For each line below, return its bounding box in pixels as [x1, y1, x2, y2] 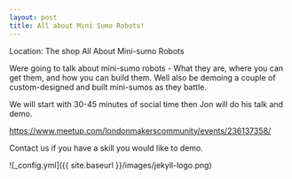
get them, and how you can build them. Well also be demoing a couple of [9, 72, 277, 82]
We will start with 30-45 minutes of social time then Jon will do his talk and [9, 98, 284, 109]
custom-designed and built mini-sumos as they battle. [9, 82, 207, 92]
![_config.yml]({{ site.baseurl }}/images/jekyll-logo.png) [9, 160, 213, 170]
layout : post [9, 12, 58, 22]
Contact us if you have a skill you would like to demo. [9, 143, 204, 153]
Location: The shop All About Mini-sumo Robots [9, 45, 185, 56]
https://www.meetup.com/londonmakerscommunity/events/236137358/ [9, 125, 272, 136]
